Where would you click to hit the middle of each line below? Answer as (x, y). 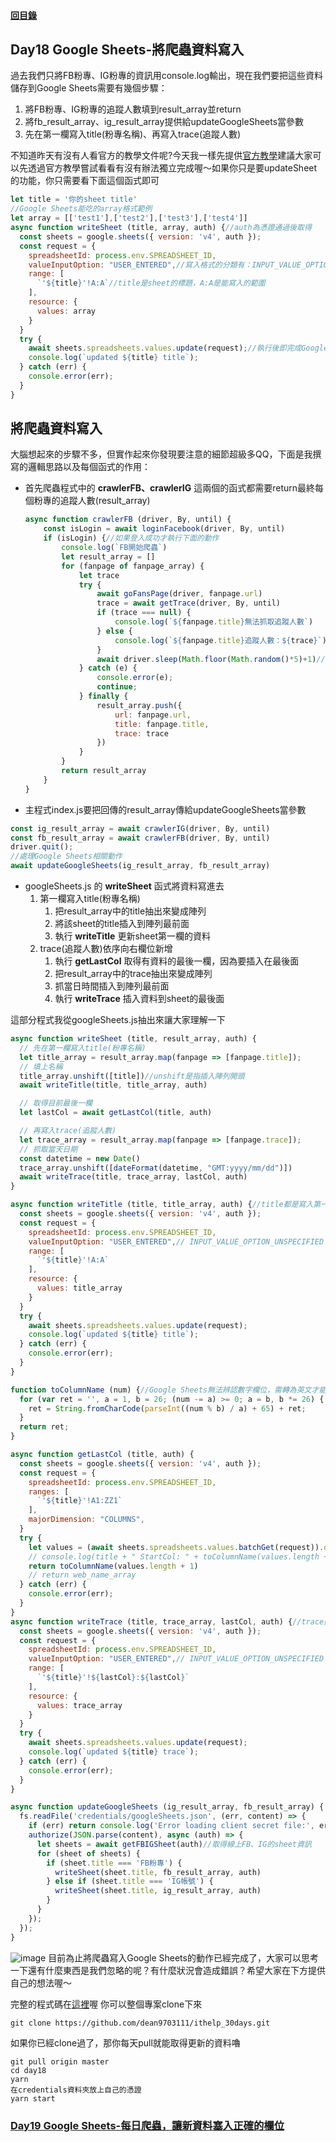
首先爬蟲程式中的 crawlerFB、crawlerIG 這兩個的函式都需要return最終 (170, 488)
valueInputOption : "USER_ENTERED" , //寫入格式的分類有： (140, 265)
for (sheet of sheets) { (88, 1853)
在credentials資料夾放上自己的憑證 (76, 2090)
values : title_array (79, 1288)
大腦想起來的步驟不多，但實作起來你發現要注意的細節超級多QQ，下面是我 (161, 454)
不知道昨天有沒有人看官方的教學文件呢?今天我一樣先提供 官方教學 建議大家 (161, 156)
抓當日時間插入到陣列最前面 (112, 986)
